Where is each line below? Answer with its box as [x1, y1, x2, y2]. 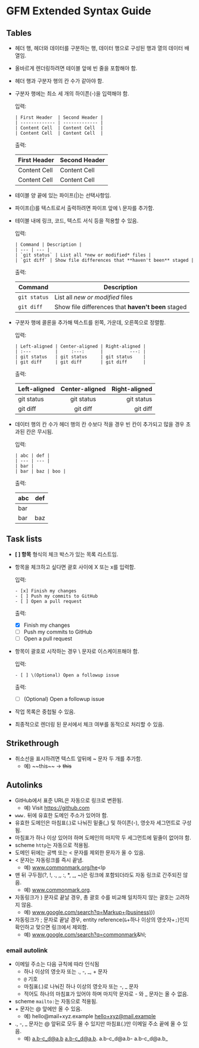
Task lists [6, 534, 43, 544]
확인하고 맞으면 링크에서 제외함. [14, 923, 88, 930]
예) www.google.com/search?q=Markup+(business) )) [23, 908, 156, 916]
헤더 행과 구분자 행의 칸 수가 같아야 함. [14, 78, 104, 84]
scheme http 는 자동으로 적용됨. [14, 841, 90, 848]
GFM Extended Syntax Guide [6, 4, 152, 18]
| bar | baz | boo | [14, 468, 66, 474]
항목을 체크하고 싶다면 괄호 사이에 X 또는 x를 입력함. [14, 563, 136, 570]
